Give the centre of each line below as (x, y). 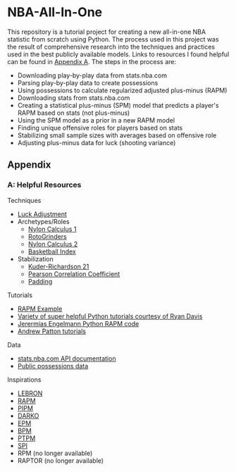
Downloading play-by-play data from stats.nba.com (92, 75)
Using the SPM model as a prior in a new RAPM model (96, 120)
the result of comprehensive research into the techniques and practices (111, 46)
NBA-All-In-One (55, 12)
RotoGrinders (47, 236)
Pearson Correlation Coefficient (74, 274)
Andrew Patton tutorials (52, 331)
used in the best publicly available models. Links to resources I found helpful (118, 54)
